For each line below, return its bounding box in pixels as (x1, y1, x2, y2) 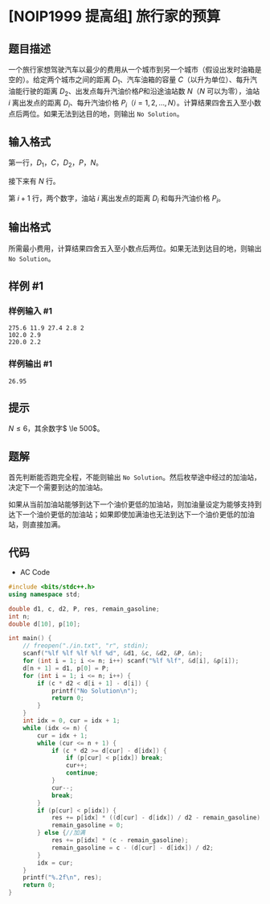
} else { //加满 (37, 829, 86, 837)
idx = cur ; (37, 858, 74, 867)
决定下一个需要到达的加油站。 (8, 483, 107, 492)
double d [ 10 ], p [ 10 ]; (8, 620, 81, 628)
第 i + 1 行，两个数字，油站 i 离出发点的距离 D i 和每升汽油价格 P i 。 (8, 194, 226, 205)
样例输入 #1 (8, 305, 52, 316)
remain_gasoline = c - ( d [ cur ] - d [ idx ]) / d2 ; (51, 844, 215, 852)
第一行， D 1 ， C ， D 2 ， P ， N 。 (8, 158, 103, 169)
